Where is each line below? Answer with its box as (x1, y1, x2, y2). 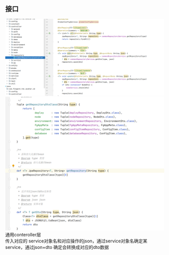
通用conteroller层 (5, 231, 41, 237)
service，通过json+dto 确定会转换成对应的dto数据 (5, 244, 109, 250)
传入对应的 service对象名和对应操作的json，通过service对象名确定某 (5, 238, 148, 244)
